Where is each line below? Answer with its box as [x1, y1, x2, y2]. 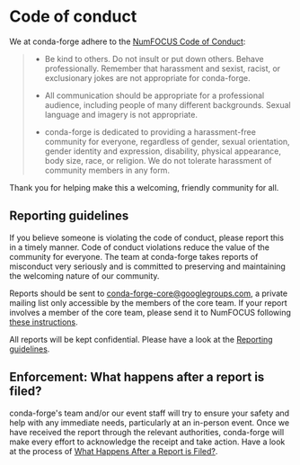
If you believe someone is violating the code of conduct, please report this [9, 232, 285, 243]
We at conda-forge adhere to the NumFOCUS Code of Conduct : [9, 36, 246, 47]
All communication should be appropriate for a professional [44, 90, 265, 101]
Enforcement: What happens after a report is [9, 370, 265, 385]
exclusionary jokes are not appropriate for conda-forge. [44, 72, 251, 83]
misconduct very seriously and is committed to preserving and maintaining [9, 261, 286, 272]
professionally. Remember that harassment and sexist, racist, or [44, 63, 281, 74]
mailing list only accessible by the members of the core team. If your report [9, 297, 287, 308]
